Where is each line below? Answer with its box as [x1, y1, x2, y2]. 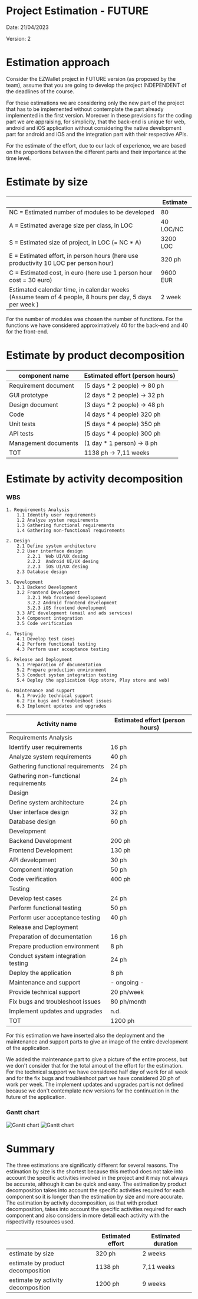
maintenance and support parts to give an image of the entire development [6, 1038, 189, 1045]
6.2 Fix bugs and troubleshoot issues [16, 698, 112, 704]
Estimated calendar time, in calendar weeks [9, 285, 130, 293]
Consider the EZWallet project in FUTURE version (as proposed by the [6, 75, 176, 82]
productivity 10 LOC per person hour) [9, 259, 114, 267]
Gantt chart [6, 1108, 39, 1116]
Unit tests [9, 420, 36, 428]
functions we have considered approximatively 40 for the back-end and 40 [6, 322, 189, 329]
